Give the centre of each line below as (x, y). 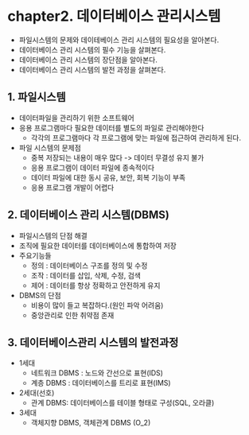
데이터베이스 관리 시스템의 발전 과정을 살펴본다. (92, 69)
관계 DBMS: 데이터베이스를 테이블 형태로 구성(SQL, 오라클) (123, 403)
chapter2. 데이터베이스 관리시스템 (114, 16)
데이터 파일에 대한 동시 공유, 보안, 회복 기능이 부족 (108, 177)
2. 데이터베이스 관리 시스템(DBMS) (89, 215)
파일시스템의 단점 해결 (53, 235)
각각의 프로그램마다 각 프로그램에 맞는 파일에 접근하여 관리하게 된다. (136, 138)
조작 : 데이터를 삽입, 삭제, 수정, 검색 (86, 275)
